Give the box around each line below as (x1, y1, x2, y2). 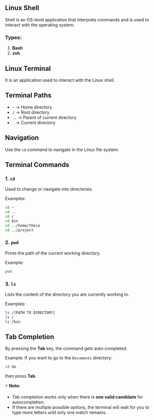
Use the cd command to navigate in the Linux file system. (5, 147, 120, 152)
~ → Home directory (12, 104, 52, 110)
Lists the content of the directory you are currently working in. (5, 291, 130, 297)
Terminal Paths (5, 91, 52, 100)
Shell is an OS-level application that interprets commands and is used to (5, 17, 149, 22)
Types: (5, 34, 22, 41)
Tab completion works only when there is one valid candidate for (12, 394, 143, 400)
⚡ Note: (5, 383, 21, 389)
